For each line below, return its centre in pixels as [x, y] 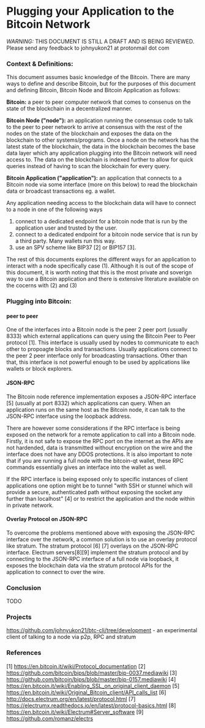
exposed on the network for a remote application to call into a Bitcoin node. [101, 435]
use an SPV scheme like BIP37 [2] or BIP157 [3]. [76, 247]
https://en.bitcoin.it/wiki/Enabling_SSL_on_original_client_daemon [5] [93, 686]
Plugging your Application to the [90, 11]
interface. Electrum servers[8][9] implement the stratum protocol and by [97, 552]
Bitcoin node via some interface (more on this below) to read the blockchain [102, 185]
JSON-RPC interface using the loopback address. [69, 416]
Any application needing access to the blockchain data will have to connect [101, 203]
